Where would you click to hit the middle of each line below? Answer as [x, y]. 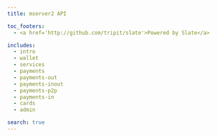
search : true [26, 122]
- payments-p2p [35, 90]
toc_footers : [26, 26]
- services [29, 65]
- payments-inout [39, 84]
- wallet [26, 58]
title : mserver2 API [37, 14]
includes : [22, 45]
